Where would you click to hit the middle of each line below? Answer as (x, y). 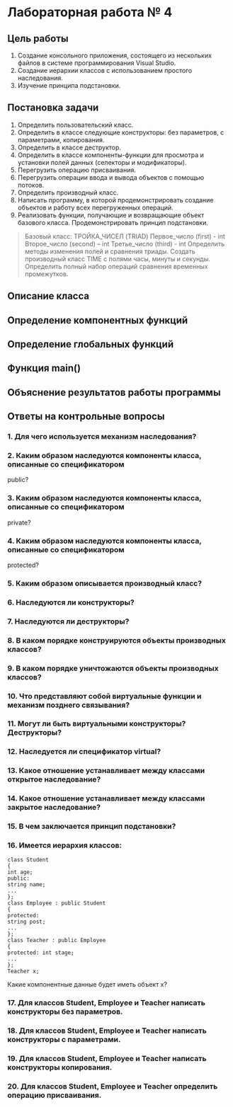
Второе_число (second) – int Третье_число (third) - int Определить (125, 243)
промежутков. (46, 274)
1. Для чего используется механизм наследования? (102, 437)
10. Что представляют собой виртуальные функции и (104, 696)
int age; (20, 872)
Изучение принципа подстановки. (69, 85)
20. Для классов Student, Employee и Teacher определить (113, 1086)
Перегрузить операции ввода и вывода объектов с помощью (111, 177)
